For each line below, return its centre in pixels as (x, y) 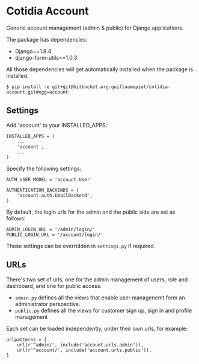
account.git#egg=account (37, 92)
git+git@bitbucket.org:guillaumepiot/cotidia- (111, 87)
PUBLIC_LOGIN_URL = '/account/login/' (55, 235)
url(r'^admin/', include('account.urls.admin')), (81, 345)
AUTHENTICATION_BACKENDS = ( (43, 190)
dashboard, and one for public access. (54, 286)
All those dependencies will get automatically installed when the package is (100, 69)
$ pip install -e (28, 87)
